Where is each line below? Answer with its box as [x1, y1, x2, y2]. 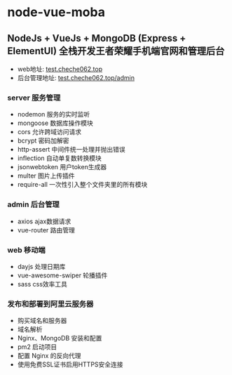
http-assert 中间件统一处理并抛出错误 [17, 145, 126, 154]
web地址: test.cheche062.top [17, 65, 103, 73]
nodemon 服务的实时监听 [17, 110, 90, 119]
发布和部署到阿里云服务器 [7, 299, 94, 309]
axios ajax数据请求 [17, 217, 71, 225]
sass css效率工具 [17, 279, 68, 288]
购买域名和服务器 [17, 317, 67, 325]
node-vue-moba [7, 4, 105, 20]
